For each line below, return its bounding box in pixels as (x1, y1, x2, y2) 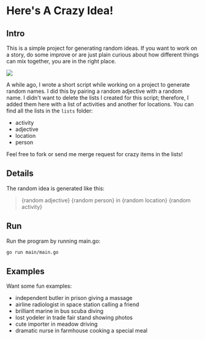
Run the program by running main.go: (6, 237, 101, 245)
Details (6, 168, 34, 179)
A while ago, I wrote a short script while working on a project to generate (6, 81, 190, 88)
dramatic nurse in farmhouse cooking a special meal (15, 327, 148, 334)
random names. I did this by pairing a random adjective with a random (6, 87, 182, 95)
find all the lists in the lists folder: (6, 107, 93, 114)
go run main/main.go (6, 249, 59, 255)
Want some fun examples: (6, 282, 72, 290)
